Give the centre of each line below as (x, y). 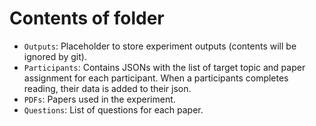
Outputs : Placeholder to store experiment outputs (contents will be (160, 46)
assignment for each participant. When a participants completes (156, 78)
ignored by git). (55, 56)
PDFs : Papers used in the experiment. (99, 99)
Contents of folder (87, 18)
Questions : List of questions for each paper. (113, 109)
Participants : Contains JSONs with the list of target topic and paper (164, 67)
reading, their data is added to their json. (107, 88)
